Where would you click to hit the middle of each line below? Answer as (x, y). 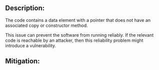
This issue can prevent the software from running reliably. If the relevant (79, 35)
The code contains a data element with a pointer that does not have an (78, 20)
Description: (25, 8)
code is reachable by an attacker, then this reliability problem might (74, 40)
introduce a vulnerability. (31, 45)
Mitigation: (22, 61)
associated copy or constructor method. (47, 25)
